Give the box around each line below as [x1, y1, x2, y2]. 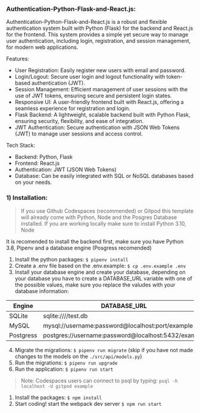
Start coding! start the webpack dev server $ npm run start [14, 400, 162, 407]
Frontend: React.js [14, 160, 60, 167]
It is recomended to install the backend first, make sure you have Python [6, 238, 184, 245]
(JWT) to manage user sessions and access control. [14, 130, 143, 137]
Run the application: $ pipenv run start [14, 365, 114, 372]
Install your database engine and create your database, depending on [14, 268, 186, 276]
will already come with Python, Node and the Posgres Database [20, 214, 177, 221]
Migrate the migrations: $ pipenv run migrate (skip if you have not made [14, 346, 193, 353]
